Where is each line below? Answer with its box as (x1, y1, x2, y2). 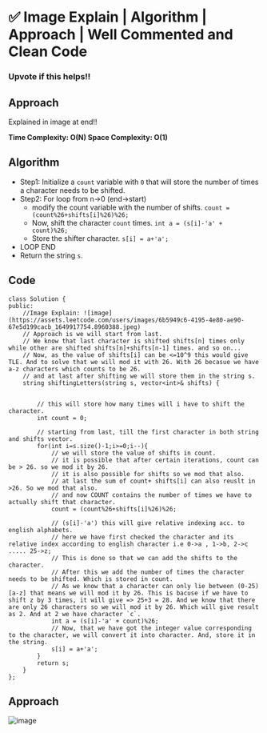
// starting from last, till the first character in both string (37, 428, 260, 436)
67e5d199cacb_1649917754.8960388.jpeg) (8, 322, 141, 331)
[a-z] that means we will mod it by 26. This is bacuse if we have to (8, 589, 249, 597)
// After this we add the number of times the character (50, 568, 245, 576)
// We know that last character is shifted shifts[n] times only (22, 337, 245, 345)
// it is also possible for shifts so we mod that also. (50, 470, 245, 478)
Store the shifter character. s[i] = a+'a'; (31, 233, 169, 243)
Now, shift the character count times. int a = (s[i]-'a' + (31, 218, 223, 227)
